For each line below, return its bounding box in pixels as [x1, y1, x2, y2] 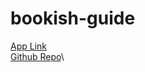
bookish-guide [10, 7, 136, 30]
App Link [10, 40, 48, 52]
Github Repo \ [10, 50, 65, 62]
